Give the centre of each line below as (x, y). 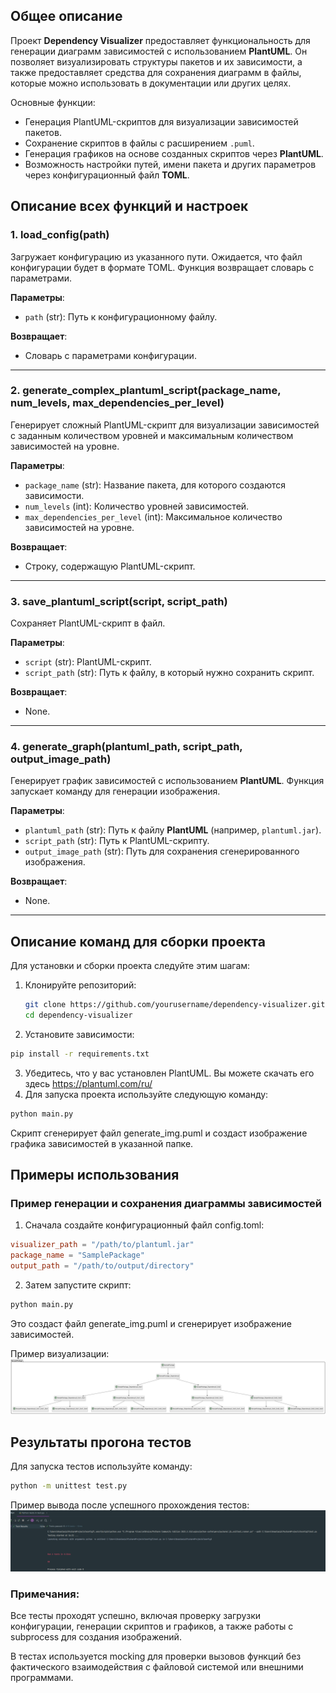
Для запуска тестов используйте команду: (101, 1466)
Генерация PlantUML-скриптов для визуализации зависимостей (161, 121)
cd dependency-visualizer (78, 1015)
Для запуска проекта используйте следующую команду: (146, 1094)
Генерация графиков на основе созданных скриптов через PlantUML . (174, 153)
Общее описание (66, 16)
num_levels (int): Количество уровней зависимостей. (137, 506)
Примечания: (45, 1594)
